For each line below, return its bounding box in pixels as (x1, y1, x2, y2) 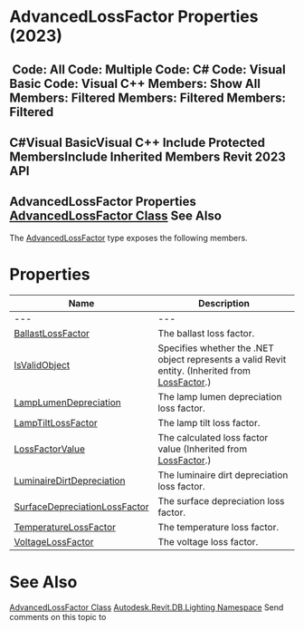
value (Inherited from (157, 442, 247, 455)
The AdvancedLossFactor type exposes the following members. (9, 232, 248, 243)
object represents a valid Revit (157, 353, 287, 365)
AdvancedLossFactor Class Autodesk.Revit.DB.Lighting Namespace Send (9, 601, 284, 613)
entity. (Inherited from (157, 364, 252, 377)
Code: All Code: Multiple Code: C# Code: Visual (12, 62, 287, 77)
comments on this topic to (9, 611, 107, 622)
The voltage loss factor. (157, 535, 259, 548)
